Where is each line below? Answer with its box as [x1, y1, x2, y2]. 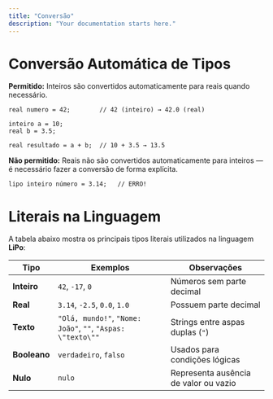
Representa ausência [170, 367, 252, 379]
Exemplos [90, 262, 130, 274]
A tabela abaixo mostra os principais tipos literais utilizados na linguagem [8, 234, 254, 244]
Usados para [170, 344, 219, 355]
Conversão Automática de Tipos [8, 55, 232, 73]
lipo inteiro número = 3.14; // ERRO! [8, 180, 148, 188]
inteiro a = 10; [8, 120, 63, 129]
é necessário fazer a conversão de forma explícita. [8, 164, 179, 174]
